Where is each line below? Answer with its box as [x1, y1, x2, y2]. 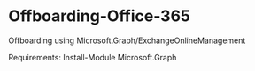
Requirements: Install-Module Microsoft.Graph [8, 52, 177, 62]
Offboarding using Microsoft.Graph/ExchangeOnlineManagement [8, 35, 246, 46]
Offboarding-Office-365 [8, 6, 191, 26]
